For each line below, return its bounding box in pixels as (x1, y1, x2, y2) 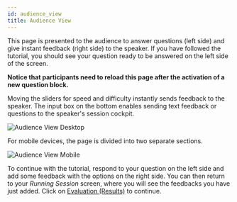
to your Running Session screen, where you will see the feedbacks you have (7, 179, 231, 188)
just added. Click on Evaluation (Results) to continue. (7, 186, 162, 195)
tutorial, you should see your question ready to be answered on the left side (7, 51, 228, 60)
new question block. (7, 80, 69, 89)
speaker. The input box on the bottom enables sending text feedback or (7, 101, 217, 110)
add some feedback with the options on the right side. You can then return (7, 172, 225, 180)
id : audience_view (7, 10, 62, 18)
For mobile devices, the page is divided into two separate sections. (7, 136, 204, 145)
